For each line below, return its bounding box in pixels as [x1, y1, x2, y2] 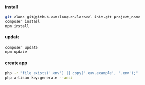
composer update [5, 45, 38, 50]
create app [5, 60, 28, 66]
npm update [5, 49, 27, 54]
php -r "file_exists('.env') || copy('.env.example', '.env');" [5, 70, 138, 75]
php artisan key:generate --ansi [5, 75, 73, 80]
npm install [5, 23, 29, 29]
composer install [5, 19, 40, 24]
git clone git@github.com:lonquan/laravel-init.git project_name [5, 15, 140, 19]
